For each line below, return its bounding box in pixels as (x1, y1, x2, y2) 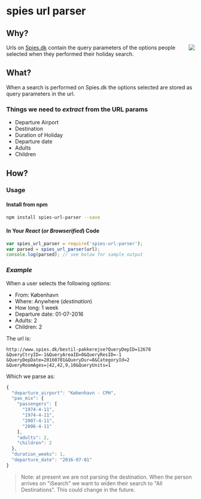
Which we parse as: (6, 372, 55, 380)
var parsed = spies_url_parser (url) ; (6, 246, 100, 252)
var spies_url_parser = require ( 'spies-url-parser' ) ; (6, 240, 144, 247)
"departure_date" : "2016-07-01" (11, 457, 93, 463)
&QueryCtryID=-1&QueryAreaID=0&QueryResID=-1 (6, 351, 121, 358)
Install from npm (6, 201, 48, 208)
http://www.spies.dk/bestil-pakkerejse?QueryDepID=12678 (6, 346, 151, 352)
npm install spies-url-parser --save (6, 214, 100, 220)
